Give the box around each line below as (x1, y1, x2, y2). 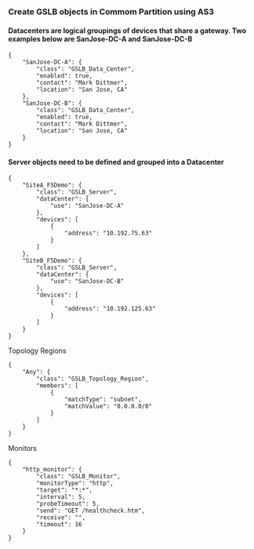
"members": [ (36, 382, 79, 390)
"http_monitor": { (22, 466, 82, 474)
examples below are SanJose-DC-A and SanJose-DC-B (8, 34, 193, 43)
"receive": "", (36, 514, 86, 522)
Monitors (8, 444, 38, 453)
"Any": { (22, 368, 51, 376)
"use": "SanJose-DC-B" (49, 278, 125, 285)
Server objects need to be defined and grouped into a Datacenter (8, 157, 225, 166)
